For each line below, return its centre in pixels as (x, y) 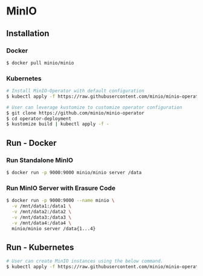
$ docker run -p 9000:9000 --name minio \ (60, 201)
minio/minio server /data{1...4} (54, 228)
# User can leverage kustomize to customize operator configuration (94, 107)
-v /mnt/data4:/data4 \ (41, 223)
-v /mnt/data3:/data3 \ (41, 217)
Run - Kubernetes (40, 247)
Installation (28, 33)
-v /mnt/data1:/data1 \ (41, 206)
